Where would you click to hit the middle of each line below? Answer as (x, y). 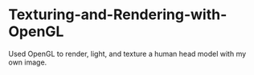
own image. (28, 62)
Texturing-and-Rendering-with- (118, 15)
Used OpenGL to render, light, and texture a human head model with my (127, 53)
